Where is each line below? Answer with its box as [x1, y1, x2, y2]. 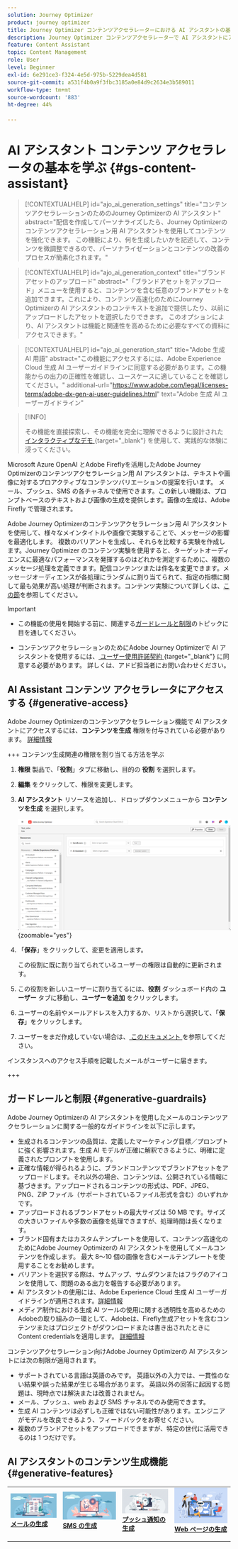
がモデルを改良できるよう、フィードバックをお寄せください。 [17, 1415, 198, 1423]
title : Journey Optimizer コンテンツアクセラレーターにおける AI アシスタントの [7, 26, 225, 33]
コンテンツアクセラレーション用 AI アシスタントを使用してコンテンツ [24, 226, 227, 235]
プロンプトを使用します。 [42, 1155, 117, 1163]
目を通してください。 [17, 628, 80, 636]
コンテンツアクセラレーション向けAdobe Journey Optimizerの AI [7, 1347, 195, 1355]
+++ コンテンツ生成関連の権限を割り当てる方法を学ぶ [7, 750, 164, 758]
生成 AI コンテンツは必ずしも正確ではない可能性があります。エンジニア [17, 1406, 225, 1415]
